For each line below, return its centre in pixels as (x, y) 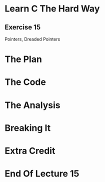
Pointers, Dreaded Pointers (32, 39)
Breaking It (28, 128)
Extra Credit (30, 151)
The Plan (23, 59)
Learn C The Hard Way (52, 9)
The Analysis (32, 105)
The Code (25, 82)
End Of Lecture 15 (42, 174)
